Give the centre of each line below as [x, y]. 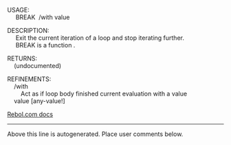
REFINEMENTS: [29, 79]
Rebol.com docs [30, 114]
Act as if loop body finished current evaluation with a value [104, 93]
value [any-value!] [39, 101]
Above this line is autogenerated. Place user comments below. [95, 134]
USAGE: [18, 10]
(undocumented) [37, 66]
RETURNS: [22, 58]
